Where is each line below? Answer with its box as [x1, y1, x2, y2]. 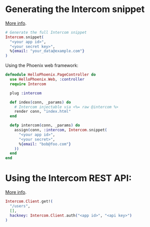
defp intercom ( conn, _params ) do [10, 123, 80, 128]
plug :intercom [10, 91, 42, 96]
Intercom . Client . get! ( [5, 199, 53, 204]
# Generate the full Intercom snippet [5, 30, 87, 35]
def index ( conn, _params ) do [10, 100, 71, 105]
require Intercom [10, 82, 46, 87]
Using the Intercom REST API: [5, 173, 132, 184]
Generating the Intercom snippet [5, 4, 145, 15]
